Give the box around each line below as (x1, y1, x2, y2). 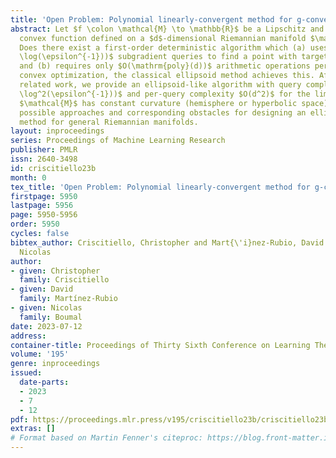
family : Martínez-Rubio (19, 294, 118, 304)
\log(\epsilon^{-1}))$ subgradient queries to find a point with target (19, 52, 329, 62)
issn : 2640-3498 (10, 154, 78, 164)
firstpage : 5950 (10, 191, 78, 201)
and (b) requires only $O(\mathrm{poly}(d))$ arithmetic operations (19, 61, 311, 71)
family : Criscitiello (19, 275, 110, 285)
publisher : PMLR (10, 145, 78, 155)
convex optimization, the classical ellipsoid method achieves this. (19, 71, 315, 81)
